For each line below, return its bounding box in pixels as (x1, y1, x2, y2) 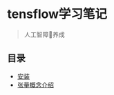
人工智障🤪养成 (23, 30, 65, 39)
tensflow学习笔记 (7, 6, 108, 22)
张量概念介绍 (17, 81, 54, 89)
